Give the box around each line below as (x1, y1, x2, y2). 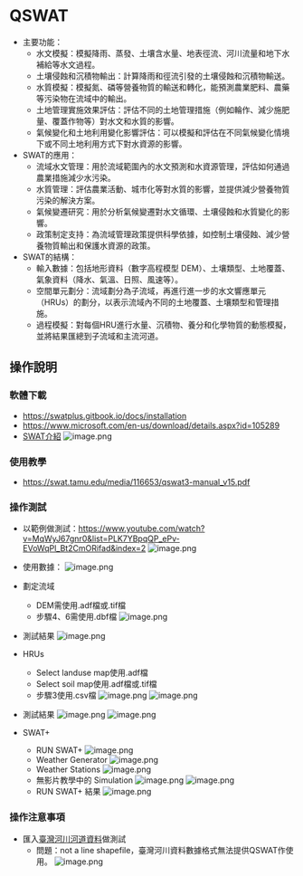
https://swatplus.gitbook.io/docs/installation (22, 410, 187, 421)
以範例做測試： (22, 523, 79, 534)
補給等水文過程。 (35, 59, 100, 70)
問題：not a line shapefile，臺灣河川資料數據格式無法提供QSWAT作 (35, 844, 287, 855)
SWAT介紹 (22, 431, 62, 442)
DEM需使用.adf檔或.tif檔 (35, 600, 127, 611)
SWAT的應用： (22, 149, 78, 160)
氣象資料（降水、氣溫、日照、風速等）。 (35, 273, 184, 285)
